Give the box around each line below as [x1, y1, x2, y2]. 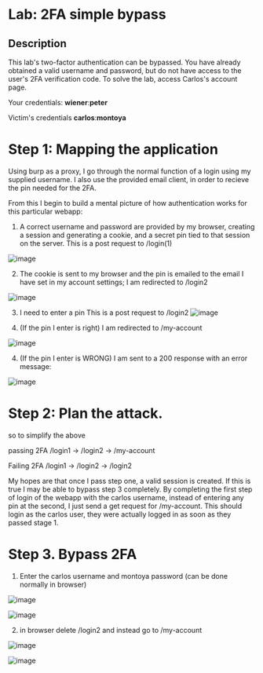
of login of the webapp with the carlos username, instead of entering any [8, 492, 245, 502]
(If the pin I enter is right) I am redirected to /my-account [19, 323, 203, 332]
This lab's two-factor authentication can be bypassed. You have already [8, 57, 241, 67]
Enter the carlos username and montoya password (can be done [19, 571, 228, 580]
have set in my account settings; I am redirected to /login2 [19, 277, 208, 287]
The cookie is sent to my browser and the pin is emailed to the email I [19, 269, 244, 278]
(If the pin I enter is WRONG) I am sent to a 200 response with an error [19, 353, 248, 363]
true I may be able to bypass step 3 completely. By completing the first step [8, 485, 253, 494]
